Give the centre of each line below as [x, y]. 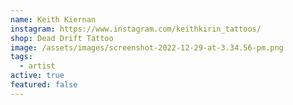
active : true [37, 76]
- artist [37, 66]
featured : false [44, 85]
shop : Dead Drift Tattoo [62, 38]
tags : [21, 57]
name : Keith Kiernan [53, 19]
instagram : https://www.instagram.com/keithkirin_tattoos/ [136, 29]
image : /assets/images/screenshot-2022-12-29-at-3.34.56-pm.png [147, 47]
